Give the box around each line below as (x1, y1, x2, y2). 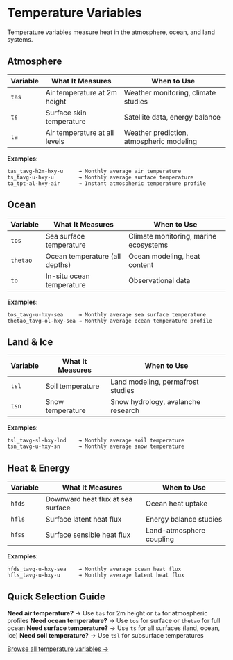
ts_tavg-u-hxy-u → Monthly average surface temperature (7, 174, 194, 181)
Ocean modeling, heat (128, 251, 200, 261)
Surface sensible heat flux (45, 530, 131, 540)
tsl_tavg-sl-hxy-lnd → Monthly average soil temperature (7, 437, 185, 444)
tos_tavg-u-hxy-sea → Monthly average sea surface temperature (7, 311, 207, 318)
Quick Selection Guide (7, 590, 105, 602)
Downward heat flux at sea (45, 494, 133, 504)
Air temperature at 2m (45, 88, 118, 97)
